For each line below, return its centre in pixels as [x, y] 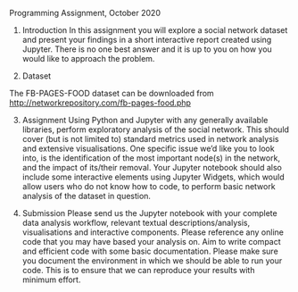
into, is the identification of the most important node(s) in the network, [151, 158]
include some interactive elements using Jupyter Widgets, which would [153, 177]
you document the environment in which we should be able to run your [152, 261]
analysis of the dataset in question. [87, 196]
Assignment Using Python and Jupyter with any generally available [145, 120]
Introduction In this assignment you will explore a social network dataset [155, 30]
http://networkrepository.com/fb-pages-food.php [100, 103]
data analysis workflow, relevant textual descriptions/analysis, [136, 223]
